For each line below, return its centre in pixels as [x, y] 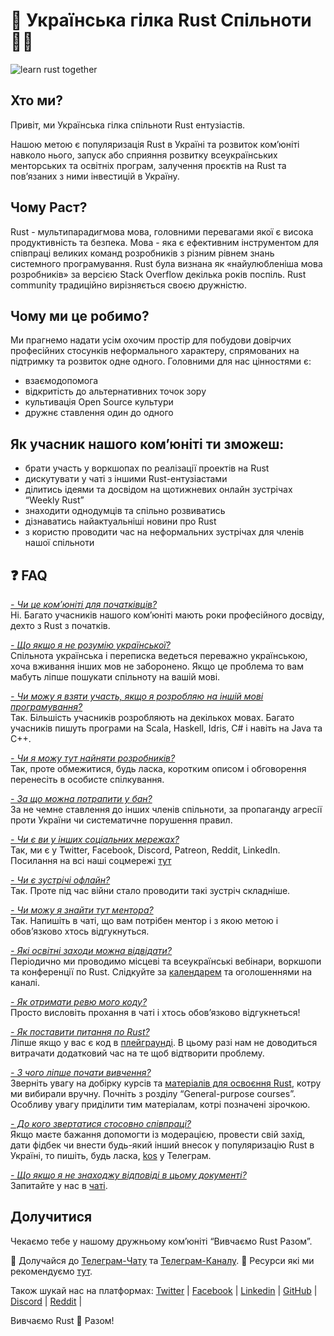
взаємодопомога [61, 381]
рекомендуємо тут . [51, 1271]
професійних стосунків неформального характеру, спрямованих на [155, 351]
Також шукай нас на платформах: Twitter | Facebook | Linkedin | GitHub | [164, 1290]
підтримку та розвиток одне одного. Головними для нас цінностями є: [161, 361]
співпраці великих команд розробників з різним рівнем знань [142, 253]
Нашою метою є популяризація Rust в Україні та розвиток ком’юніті [155, 144]
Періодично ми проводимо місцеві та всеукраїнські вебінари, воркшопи [166, 961]
